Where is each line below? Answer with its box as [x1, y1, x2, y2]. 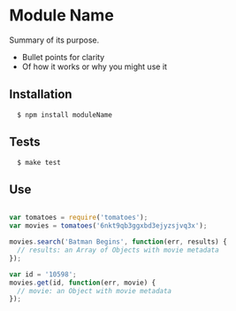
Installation [9, 87, 72, 102]
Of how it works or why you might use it [21, 61, 168, 72]
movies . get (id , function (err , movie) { [9, 278, 156, 287]
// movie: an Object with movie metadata [17, 286, 172, 295]
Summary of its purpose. [9, 35, 100, 45]
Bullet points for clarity [21, 51, 105, 62]
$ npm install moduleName [17, 110, 113, 120]
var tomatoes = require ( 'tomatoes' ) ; [9, 214, 148, 222]
